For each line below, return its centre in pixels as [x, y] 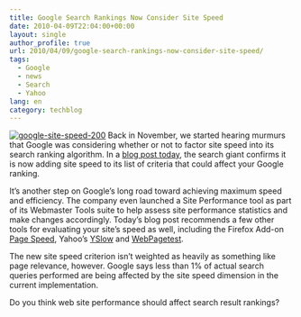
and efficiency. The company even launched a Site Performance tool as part [150, 201]
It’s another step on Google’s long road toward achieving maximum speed [146, 191]
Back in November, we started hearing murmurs [196, 135]
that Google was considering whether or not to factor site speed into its [142, 145]
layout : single [38, 34]
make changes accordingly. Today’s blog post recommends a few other [142, 220]
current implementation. [54, 285]
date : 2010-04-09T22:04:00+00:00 [72, 26]
